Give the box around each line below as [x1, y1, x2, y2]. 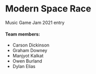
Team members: [5, 31, 40, 37]
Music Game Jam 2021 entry [5, 19, 65, 25]
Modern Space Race [5, 3, 91, 14]
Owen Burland [12, 58, 43, 64]
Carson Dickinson [12, 42, 50, 48]
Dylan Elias [12, 63, 36, 69]
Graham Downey [12, 47, 48, 53]
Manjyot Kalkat [12, 53, 44, 59]
